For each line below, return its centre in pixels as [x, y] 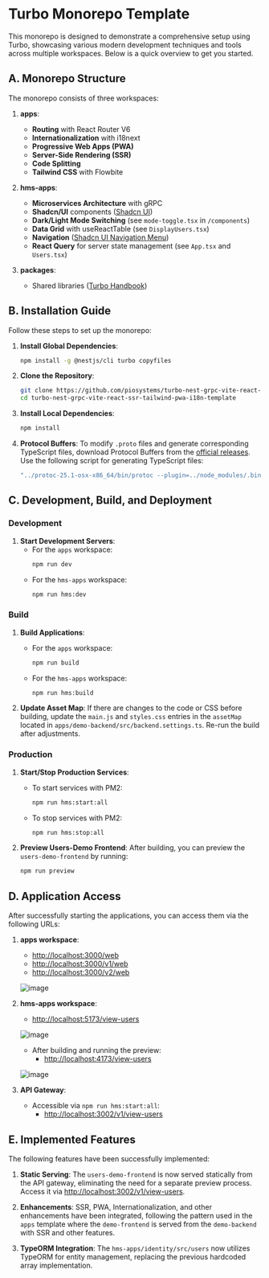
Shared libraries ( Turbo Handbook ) [90, 286]
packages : [38, 269]
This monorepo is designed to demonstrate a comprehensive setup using [129, 36]
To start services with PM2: [77, 787]
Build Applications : [52, 632]
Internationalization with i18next [86, 138]
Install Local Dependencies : [67, 413]
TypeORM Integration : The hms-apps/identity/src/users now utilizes [135, 1248]
